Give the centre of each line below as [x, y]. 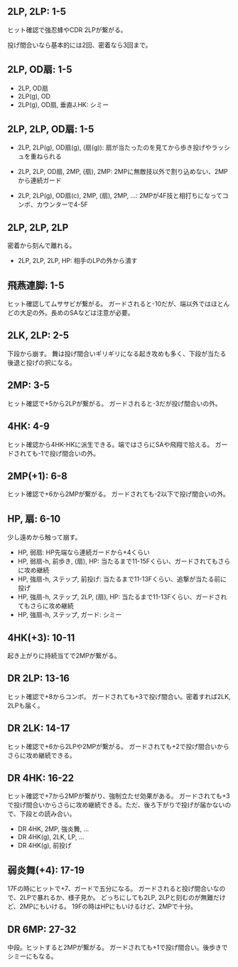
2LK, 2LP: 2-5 [38, 335]
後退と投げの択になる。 [42, 362]
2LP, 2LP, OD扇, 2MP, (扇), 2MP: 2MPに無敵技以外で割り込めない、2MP [123, 172]
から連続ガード [39, 180]
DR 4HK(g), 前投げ [45, 846]
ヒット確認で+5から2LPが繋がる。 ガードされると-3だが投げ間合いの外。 [114, 403]
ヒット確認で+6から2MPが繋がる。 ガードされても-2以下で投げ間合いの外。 [118, 494]
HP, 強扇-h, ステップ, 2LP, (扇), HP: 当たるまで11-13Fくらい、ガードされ [122, 597]
